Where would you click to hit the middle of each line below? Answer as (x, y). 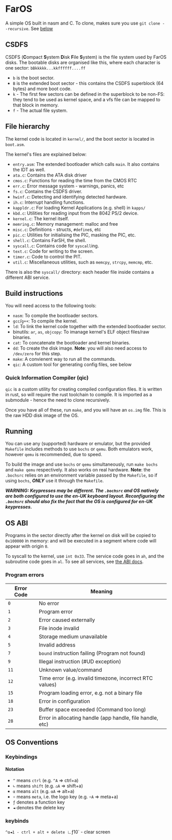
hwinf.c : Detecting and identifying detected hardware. (70, 197)
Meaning (101, 591)
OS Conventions (32, 742)
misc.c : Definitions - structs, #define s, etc (57, 229)
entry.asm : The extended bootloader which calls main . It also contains (86, 164)
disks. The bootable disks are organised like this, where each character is (83, 62)
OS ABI (17, 523)
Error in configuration (64, 701)
